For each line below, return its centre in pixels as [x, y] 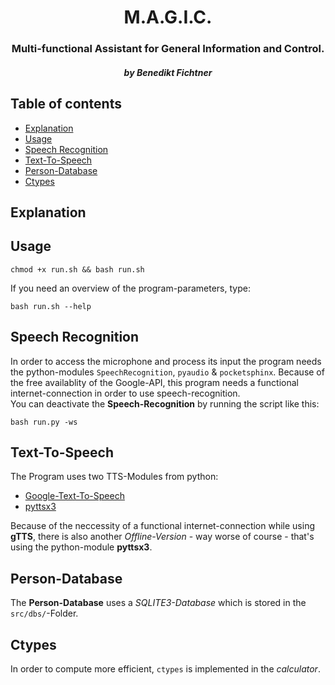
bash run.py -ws [44, 422]
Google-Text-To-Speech [74, 496]
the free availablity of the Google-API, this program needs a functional [154, 382]
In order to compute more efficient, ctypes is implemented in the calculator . [165, 668]
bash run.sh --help [51, 306]
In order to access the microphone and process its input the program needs [166, 361]
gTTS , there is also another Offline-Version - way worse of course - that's [162, 537]
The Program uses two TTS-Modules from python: [114, 477]
